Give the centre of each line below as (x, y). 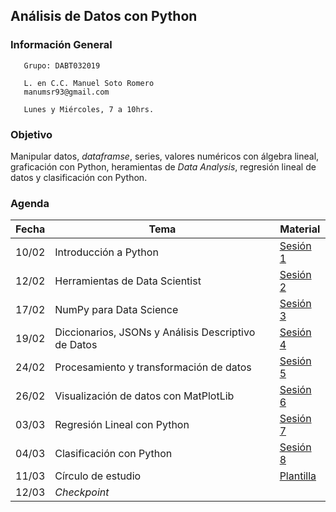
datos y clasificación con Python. (79, 177)
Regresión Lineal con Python (122, 425)
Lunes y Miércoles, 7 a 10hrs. (89, 109)
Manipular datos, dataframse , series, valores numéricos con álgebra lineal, (165, 156)
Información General (61, 45)
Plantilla (298, 476)
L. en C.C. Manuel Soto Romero (89, 83)
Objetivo (31, 134)
